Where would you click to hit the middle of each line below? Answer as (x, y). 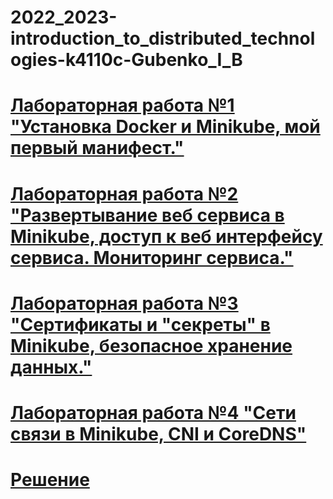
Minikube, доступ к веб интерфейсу (166, 236)
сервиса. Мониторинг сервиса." (152, 257)
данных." (51, 367)
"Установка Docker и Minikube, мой (165, 127)
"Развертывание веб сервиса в (147, 215)
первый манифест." (97, 148)
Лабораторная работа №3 (124, 303)
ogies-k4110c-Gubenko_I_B (126, 60)
